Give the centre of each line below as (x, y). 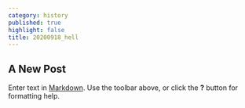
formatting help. (34, 96)
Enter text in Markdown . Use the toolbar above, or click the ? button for (123, 88)
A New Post (37, 68)
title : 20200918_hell (44, 37)
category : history (38, 15)
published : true (35, 23)
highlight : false (37, 30)
